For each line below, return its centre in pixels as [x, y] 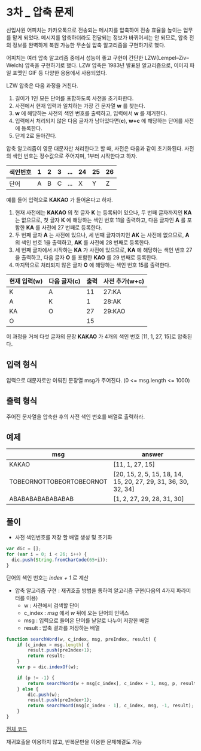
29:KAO [114, 311]
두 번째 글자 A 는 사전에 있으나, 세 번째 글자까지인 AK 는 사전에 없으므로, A [102, 235]
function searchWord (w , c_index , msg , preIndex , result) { [81, 639]
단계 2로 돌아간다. [36, 135]
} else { [28, 689]
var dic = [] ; [24, 549]
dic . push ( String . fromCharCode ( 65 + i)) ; [60, 560]
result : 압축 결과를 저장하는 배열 [62, 628]
